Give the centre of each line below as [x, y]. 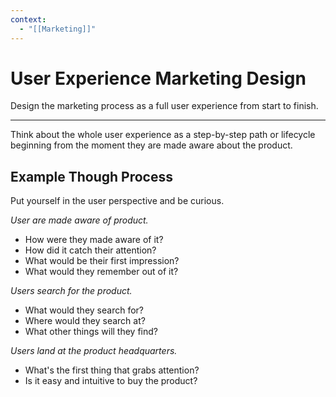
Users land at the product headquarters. [94, 351]
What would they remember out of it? [101, 272]
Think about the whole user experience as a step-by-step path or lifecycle [163, 135]
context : [28, 19]
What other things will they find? [91, 332]
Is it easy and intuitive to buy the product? [111, 381]
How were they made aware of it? [94, 240]
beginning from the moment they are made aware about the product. [151, 145]
